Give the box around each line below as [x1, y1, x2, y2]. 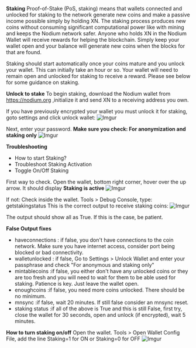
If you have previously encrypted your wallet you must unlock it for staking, [6, 108, 188, 115]
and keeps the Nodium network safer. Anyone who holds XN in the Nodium [6, 30, 187, 37]
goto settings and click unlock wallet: [6, 114, 95, 121]
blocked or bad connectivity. [14, 249, 84, 256]
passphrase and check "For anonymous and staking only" [14, 262, 154, 268]
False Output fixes [6, 225, 51, 232]
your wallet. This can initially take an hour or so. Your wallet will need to [6, 66, 178, 73]
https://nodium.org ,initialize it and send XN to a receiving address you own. [6, 96, 189, 103]
